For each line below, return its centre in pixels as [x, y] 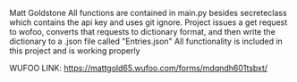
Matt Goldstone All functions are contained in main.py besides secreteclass [148, 13]
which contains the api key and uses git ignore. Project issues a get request [148, 22]
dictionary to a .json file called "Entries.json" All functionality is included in [146, 41]
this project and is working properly [75, 51]
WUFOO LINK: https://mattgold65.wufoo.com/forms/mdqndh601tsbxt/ [139, 68]
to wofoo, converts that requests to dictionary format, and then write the [142, 32]
